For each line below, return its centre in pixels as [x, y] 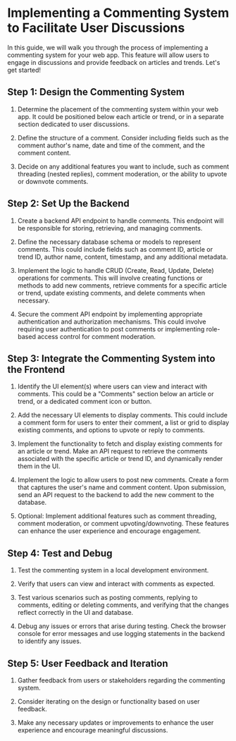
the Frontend [36, 369]
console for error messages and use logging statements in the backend [121, 634]
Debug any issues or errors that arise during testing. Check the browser [122, 626]
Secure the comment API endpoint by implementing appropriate [110, 314]
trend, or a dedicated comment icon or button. [85, 402]
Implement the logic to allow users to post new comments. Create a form [123, 480]
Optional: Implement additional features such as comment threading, [117, 516]
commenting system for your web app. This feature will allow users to [108, 55]
